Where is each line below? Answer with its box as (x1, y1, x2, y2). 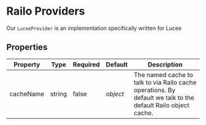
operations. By (134, 85, 176, 94)
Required (72, 60, 100, 68)
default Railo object (134, 101, 190, 109)
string (50, 90, 67, 98)
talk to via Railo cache (134, 78, 197, 87)
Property (13, 60, 40, 68)
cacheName (9, 90, 45, 98)
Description (147, 60, 183, 68)
